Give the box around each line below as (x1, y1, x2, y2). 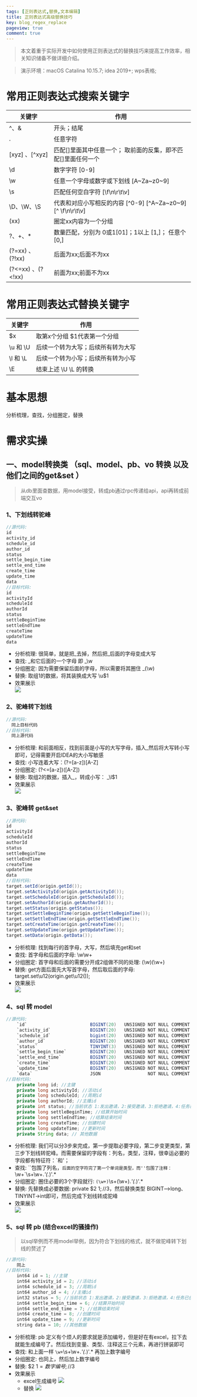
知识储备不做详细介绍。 (25, 55, 83, 62)
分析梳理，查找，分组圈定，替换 (6, 411, 83, 418)
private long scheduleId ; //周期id (16, 1093, 102, 1099)
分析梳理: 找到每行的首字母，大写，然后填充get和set (14, 943, 141, 951)
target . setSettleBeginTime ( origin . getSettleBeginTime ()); (6, 911, 151, 916)
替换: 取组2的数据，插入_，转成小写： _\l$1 (14, 774, 118, 781)
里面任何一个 (64, 155, 100, 163)
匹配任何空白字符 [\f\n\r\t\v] (53, 188, 130, 196)
